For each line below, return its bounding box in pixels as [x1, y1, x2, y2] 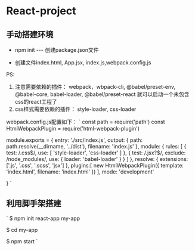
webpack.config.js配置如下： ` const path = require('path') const [6, 118, 165, 125]
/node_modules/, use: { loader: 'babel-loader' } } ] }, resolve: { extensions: [6, 156, 188, 162]
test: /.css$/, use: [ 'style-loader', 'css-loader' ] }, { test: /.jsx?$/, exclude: [6, 149, 186, 156]
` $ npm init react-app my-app [6, 215, 81, 222]
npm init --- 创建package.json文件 [14, 47, 100, 53]
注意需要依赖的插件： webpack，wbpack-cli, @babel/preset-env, [14, 83, 176, 90]
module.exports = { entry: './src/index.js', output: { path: [6, 137, 143, 144]
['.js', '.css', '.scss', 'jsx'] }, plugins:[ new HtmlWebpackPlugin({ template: [6, 162, 184, 169]
